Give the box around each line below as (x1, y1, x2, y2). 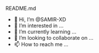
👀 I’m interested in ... (13, 22, 64, 29)
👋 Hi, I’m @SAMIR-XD (13, 16, 67, 22)
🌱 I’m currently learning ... (13, 28, 77, 35)
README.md (5, 5, 36, 12)
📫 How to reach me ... (13, 41, 69, 48)
